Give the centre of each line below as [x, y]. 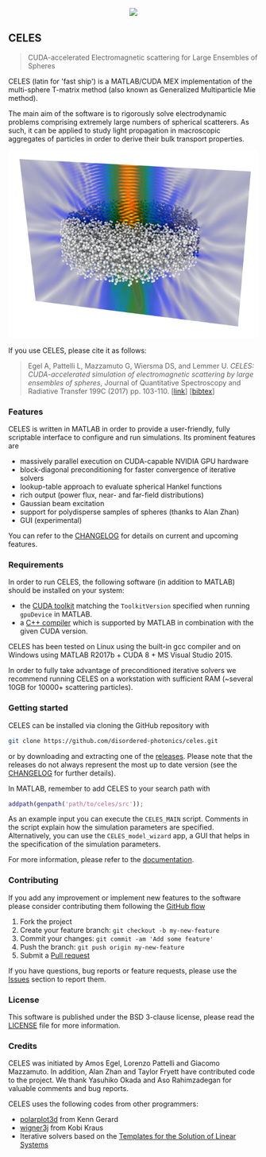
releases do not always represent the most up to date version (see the [123, 764]
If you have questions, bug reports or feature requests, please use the [123, 970]
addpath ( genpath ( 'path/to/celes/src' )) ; [76, 804]
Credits [23, 1046]
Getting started [39, 708]
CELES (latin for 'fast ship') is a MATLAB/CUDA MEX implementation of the [130, 81]
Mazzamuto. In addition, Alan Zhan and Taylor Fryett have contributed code [132, 1072]
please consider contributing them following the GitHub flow [107, 906]
